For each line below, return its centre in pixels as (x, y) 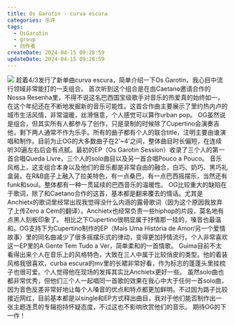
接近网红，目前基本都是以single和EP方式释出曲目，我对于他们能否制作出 (112, 298)
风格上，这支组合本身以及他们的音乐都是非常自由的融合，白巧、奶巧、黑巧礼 (117, 167)
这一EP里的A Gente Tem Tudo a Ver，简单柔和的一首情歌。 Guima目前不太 (115, 246)
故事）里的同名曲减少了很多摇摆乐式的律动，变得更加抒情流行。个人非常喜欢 (117, 237)
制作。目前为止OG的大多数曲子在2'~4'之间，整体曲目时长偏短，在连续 (121, 141)
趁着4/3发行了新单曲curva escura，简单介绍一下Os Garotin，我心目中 (116, 80)
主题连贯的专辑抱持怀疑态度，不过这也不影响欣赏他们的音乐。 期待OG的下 (120, 306)
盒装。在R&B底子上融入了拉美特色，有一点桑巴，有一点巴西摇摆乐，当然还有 (117, 176)
